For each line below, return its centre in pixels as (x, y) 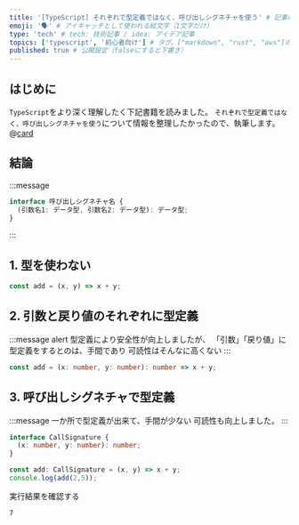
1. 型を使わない (50, 265)
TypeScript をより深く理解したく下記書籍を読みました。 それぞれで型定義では (145, 111)
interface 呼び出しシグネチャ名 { (66, 201)
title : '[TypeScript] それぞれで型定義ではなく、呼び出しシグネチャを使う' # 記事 (148, 17)
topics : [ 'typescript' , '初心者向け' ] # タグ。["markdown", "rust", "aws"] (147, 42)
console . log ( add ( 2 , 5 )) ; (53, 478)
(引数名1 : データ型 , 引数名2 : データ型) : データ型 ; (103, 210)
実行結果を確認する (44, 496)
